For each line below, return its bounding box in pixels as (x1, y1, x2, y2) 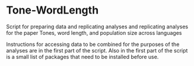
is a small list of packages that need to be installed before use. (6, 53, 159, 60)
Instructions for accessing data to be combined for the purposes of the (6, 41, 180, 48)
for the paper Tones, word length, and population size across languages (6, 29, 182, 36)
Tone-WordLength (6, 4, 99, 17)
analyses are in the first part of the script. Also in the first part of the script (6, 47, 188, 54)
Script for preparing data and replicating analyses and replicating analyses (6, 23, 189, 30)
